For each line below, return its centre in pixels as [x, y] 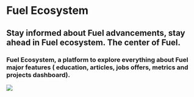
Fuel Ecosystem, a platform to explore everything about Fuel [97, 59]
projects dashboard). [38, 75]
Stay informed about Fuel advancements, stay [96, 33]
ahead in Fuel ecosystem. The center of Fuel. [94, 42]
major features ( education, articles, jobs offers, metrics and [97, 67]
